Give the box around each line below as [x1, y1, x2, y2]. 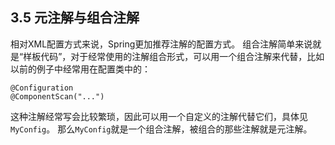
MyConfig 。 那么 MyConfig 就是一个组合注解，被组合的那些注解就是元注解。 [10, 123, 313, 135]
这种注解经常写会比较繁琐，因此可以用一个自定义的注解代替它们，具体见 [10, 110, 308, 122]
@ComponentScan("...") [10, 91, 105, 102]
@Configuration [10, 83, 74, 93]
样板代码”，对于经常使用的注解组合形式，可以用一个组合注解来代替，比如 [23, 50, 325, 62]
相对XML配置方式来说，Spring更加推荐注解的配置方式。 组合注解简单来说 [10, 38, 313, 50]
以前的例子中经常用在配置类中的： [10, 63, 151, 75]
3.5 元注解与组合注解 [10, 9, 140, 27]
